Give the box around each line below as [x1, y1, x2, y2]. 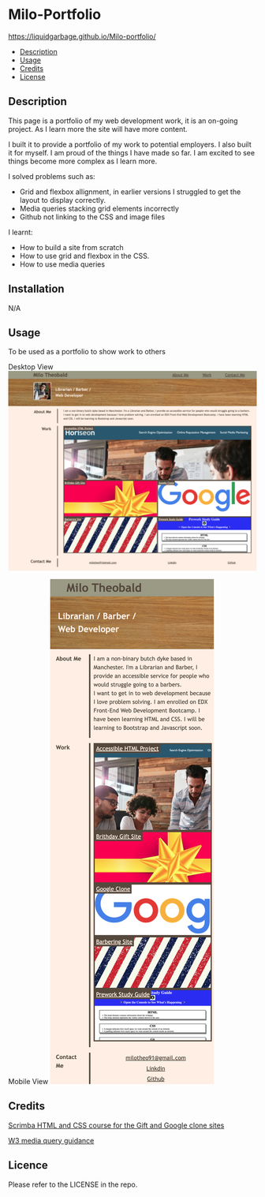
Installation [8, 282, 65, 296]
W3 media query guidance [8, 1135, 95, 1145]
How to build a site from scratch [19, 242, 124, 252]
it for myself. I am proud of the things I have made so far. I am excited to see [8, 148, 255, 157]
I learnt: [8, 227, 33, 237]
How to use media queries [19, 259, 105, 269]
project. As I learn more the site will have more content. [8, 124, 188, 133]
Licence [8, 1158, 49, 1173]
